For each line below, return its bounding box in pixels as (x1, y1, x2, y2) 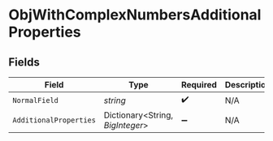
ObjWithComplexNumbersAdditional (8, 6, 262, 24)
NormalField (12, 96, 59, 105)
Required (181, 79, 218, 90)
